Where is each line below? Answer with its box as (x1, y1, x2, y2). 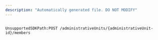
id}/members (5, 30, 30, 35)
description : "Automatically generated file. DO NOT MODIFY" (5, 7, 138, 13)
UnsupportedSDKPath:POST (5, 26, 58, 31)
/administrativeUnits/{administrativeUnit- (59, 26, 153, 31)
